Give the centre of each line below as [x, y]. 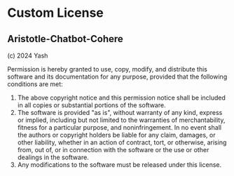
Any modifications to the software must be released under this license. [119, 165]
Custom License [55, 13]
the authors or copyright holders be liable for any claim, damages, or [116, 135]
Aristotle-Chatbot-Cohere [66, 39]
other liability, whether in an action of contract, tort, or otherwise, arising [122, 142]
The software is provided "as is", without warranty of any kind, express [120, 113]
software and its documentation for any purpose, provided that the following [117, 76]
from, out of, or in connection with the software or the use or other [113, 150]
